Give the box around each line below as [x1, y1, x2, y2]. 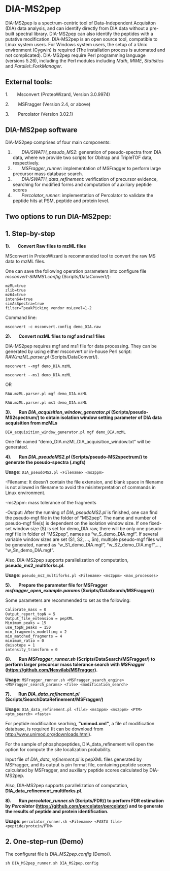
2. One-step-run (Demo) [5, 837, 84, 846]
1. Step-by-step [5, 230, 55, 238]
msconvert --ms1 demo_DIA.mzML [5, 372, 72, 377]
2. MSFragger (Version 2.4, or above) [5, 101, 91, 107]
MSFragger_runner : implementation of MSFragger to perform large [21, 165, 161, 171]
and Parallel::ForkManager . [5, 63, 62, 69]
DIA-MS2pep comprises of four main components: [5, 139, 111, 145]
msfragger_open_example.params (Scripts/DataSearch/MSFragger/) [5, 587, 154, 593]
